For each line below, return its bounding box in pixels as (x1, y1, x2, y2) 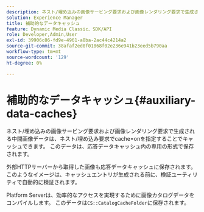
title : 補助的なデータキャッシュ (6, 20, 80, 26)
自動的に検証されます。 (22, 178, 80, 186)
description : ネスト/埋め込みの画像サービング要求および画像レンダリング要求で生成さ (6, 9, 199, 15)
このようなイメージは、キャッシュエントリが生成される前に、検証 (6, 171, 172, 178)
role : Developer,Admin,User (6, 32, 78, 38)
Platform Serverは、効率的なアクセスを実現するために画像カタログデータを (6, 191, 195, 199)
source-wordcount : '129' (6, 54, 69, 60)
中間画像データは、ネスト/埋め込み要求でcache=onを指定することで (11, 135, 183, 143)
